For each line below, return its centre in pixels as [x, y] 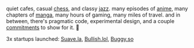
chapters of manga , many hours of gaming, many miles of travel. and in [93, 15]
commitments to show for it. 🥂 [43, 27]
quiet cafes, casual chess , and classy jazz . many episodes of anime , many [97, 9]
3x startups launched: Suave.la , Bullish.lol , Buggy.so [70, 39]
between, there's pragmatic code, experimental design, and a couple [90, 21]
